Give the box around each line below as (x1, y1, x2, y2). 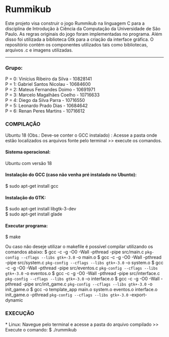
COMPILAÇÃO (5, 121, 41, 128)
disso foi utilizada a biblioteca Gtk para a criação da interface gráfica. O (5, 36, 154, 42)
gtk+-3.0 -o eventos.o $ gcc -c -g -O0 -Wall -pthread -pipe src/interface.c (5, 270, 160, 276)
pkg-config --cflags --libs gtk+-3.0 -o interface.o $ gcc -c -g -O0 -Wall (5, 276, 160, 282)
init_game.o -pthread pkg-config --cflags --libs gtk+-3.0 (5, 292, 129, 298)
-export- (129, 292, 147, 298)
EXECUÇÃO (5, 310, 34, 317)
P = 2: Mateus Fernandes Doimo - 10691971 (5, 87, 96, 93)
